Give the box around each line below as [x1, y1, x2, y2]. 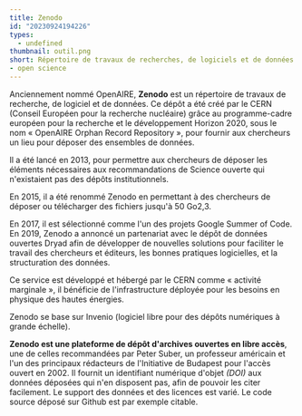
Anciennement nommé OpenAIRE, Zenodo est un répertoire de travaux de [9, 88, 287, 100]
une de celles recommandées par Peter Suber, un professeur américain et [9, 348, 286, 359]
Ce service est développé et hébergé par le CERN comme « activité [9, 274, 261, 285]
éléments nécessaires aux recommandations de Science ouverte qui [9, 164, 265, 175]
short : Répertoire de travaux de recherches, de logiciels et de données [9, 55, 295, 64]
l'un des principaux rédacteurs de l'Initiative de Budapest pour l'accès [9, 357, 271, 368]
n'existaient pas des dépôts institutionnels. [9, 173, 170, 184]
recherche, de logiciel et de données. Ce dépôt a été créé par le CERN [9, 98, 272, 109]
